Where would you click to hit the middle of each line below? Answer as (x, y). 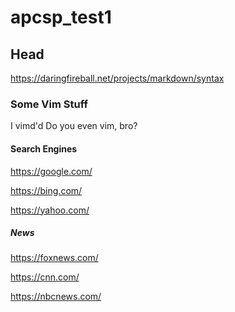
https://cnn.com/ (45, 277)
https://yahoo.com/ (50, 210)
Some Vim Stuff (49, 104)
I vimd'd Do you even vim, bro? (74, 126)
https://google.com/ (51, 171)
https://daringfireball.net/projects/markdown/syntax (117, 78)
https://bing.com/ (46, 190)
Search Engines (44, 148)
